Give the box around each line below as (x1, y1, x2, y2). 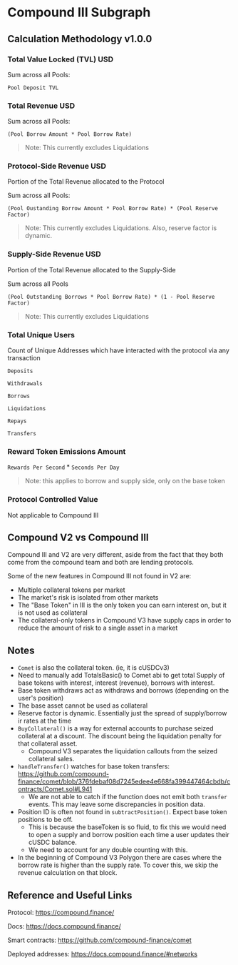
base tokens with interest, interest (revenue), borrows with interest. (17, 678, 215, 687)
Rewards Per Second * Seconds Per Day (7, 462, 120, 472)
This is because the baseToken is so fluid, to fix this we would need (28, 823, 227, 831)
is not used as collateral (17, 608, 88, 617)
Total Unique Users (7, 330, 75, 340)
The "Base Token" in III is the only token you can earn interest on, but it (17, 601, 227, 610)
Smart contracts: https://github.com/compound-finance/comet (7, 936, 192, 944)
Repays (7, 417, 27, 425)
